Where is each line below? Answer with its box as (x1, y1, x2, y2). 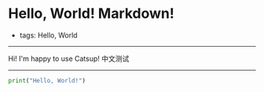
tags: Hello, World (19, 30, 78, 40)
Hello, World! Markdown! (8, 5, 174, 23)
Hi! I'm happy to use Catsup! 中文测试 (8, 54, 130, 63)
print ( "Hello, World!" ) (8, 76, 86, 84)
